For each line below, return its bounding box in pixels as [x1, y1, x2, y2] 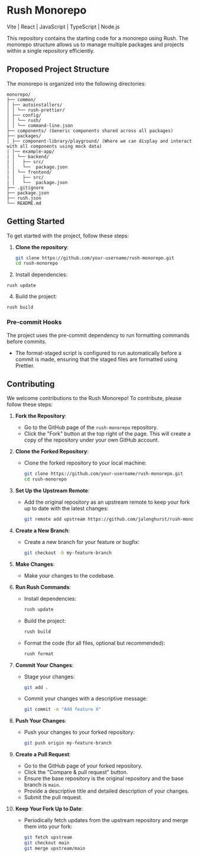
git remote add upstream [24, 516, 86, 523]
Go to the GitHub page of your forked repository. [24, 762, 143, 769]
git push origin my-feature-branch [24, 740, 112, 746]
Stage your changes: [24, 673, 75, 680]
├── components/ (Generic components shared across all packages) [6, 128, 174, 134]
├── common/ [6, 96, 36, 102]
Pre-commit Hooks [6, 318, 63, 326]
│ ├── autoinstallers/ [6, 102, 63, 108]
